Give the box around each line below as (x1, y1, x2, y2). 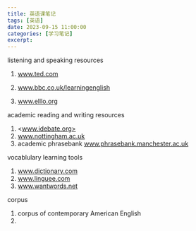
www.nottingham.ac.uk (17, 132, 85, 141)
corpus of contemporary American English (17, 209, 142, 218)
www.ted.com (17, 70, 59, 78)
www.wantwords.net (17, 182, 78, 191)
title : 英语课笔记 (7, 10, 56, 18)
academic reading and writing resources (7, 111, 125, 119)
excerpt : (7, 37, 33, 44)
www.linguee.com (17, 174, 71, 183)
